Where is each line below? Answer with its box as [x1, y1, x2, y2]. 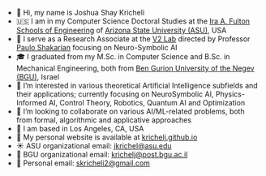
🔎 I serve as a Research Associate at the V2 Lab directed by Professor [15, 34, 251, 44]
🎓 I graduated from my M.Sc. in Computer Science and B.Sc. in [15, 52, 230, 61]
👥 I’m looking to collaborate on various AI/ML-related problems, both [15, 106, 245, 116]
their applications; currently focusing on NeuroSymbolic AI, [15, 89, 214, 99]
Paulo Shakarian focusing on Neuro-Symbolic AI [15, 43, 178, 52]
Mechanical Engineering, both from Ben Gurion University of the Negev [15, 63, 255, 73]
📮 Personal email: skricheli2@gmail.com [15, 158, 150, 168]
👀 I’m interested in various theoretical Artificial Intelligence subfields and [15, 81, 258, 90]
